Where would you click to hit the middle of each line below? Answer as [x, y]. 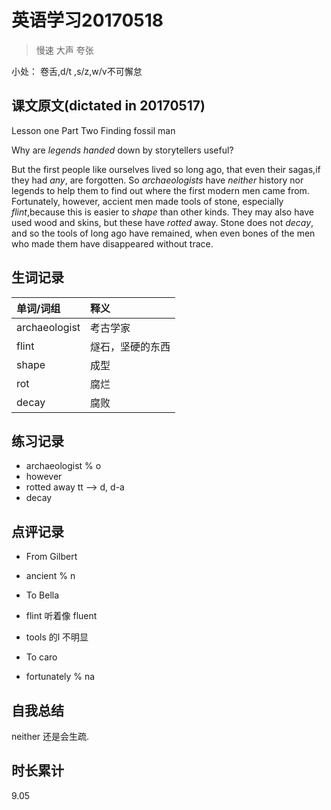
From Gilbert [51, 557]
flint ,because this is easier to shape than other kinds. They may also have [162, 212]
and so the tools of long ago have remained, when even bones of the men [163, 233]
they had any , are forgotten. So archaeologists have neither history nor [157, 180]
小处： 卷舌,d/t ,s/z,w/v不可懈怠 [77, 71]
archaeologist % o [63, 466]
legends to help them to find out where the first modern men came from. [160, 190]
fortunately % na [60, 677]
